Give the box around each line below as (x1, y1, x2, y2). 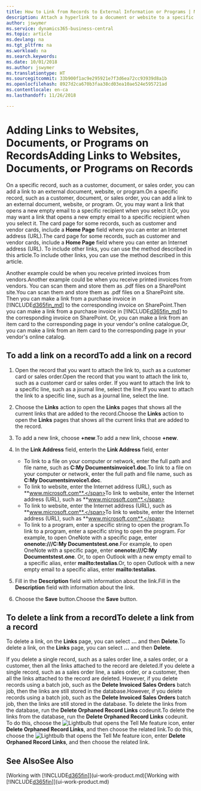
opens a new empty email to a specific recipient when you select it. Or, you (6, 207, 190, 214)
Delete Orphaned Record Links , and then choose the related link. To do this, (6, 726, 193, 733)
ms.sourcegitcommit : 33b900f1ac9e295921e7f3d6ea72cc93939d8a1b (6, 76, 167, 81)
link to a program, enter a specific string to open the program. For (23, 527, 185, 535)
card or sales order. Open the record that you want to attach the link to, (14, 373, 188, 380)
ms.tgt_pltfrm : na (6, 43, 52, 49)
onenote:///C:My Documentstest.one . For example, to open (23, 540, 172, 547)
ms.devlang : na (6, 37, 44, 43)
